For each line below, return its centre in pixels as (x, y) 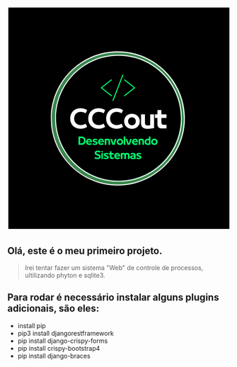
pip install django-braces (54, 356)
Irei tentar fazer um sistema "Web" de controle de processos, (114, 268)
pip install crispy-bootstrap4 (59, 348)
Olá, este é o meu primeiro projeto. (85, 250)
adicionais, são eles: (53, 309)
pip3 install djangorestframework (66, 333)
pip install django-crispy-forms (63, 341)
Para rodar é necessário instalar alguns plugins (113, 298)
